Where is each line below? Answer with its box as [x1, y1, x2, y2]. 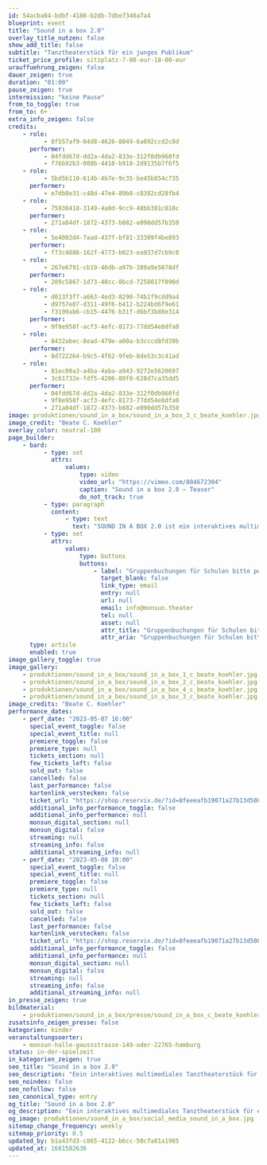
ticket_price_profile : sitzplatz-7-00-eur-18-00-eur [8, 57, 187, 65]
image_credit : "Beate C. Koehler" [8, 419, 123, 427]
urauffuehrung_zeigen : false [8, 64, 105, 72]
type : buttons [79, 552, 126, 560]
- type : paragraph [43, 500, 105, 508]
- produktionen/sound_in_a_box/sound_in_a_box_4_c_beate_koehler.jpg [22, 686, 258, 694]
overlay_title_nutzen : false [8, 33, 105, 42]
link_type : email [100, 582, 158, 590]
